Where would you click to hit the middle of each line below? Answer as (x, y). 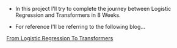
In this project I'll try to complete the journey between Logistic (93, 9)
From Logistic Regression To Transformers (60, 38)
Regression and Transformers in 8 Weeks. (68, 15)
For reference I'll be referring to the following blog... (80, 27)
